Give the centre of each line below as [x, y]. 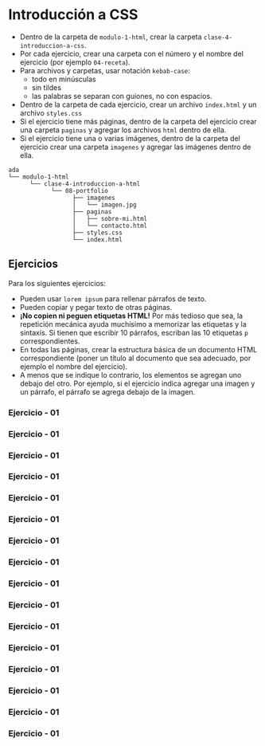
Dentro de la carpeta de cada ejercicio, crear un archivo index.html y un [138, 104]
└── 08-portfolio [80, 190]
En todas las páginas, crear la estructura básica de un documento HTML [138, 349]
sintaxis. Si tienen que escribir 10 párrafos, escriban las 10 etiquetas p [134, 332]
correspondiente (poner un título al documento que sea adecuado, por [135, 358]
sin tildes [47, 87]
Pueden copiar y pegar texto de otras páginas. [96, 307]
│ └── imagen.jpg [104, 205]
